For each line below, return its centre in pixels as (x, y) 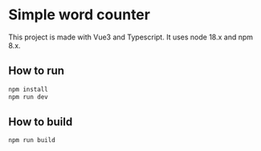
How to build (41, 122)
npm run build (32, 141)
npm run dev (28, 97)
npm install (28, 89)
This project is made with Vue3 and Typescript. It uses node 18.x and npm (131, 37)
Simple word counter (80, 15)
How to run (37, 71)
